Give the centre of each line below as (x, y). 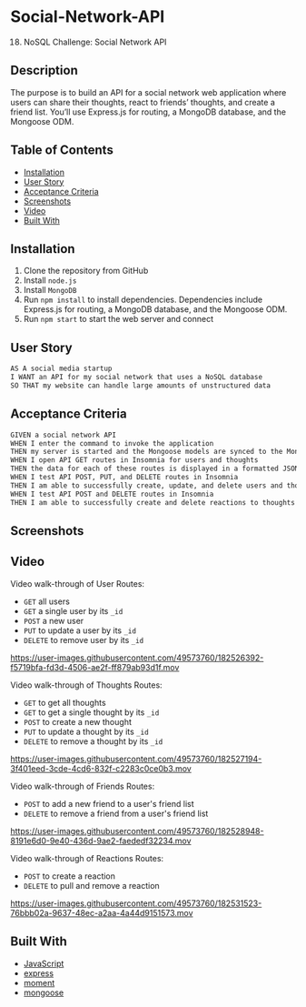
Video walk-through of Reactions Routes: (87, 858)
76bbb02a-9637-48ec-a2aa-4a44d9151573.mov (102, 912)
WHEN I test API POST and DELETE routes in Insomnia (112, 494)
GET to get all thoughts (65, 702)
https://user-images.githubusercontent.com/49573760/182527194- (136, 759)
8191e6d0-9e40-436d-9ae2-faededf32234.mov (101, 841)
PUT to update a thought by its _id (86, 731)
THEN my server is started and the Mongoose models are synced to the (147, 452)
